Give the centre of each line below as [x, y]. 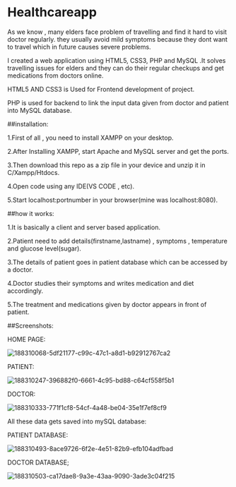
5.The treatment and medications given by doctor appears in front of [107, 304]
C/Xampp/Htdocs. [34, 172]
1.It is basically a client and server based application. [84, 227]
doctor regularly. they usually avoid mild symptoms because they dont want [118, 39]
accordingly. [25, 291]
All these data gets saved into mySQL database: [77, 421]
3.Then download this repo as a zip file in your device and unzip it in [106, 165]
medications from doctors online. [55, 76]
